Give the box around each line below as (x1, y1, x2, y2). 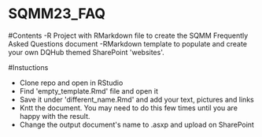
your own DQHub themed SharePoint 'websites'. (8, 47, 164, 57)
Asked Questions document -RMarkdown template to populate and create (8, 39, 248, 48)
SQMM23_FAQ (8, 5, 106, 23)
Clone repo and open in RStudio (19, 78, 124, 87)
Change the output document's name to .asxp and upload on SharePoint (19, 120, 254, 129)
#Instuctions (8, 62, 49, 72)
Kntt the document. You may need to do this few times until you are (19, 103, 238, 113)
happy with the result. (19, 111, 90, 120)
